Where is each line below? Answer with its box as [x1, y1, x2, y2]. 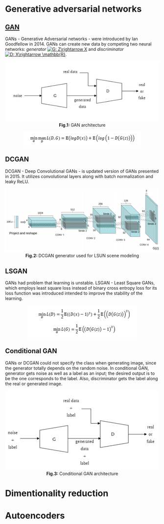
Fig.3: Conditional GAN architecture [46, 471, 118, 477]
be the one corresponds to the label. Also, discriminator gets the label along [5, 375, 158, 381]
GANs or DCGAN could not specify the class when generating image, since [5, 360, 157, 365]
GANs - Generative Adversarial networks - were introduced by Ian [5, 36, 138, 42]
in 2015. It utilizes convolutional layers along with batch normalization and [5, 173, 153, 179]
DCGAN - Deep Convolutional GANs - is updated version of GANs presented [5, 168, 159, 174]
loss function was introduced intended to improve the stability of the [5, 290, 143, 296]
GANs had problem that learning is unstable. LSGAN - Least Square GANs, [5, 280, 155, 286]
